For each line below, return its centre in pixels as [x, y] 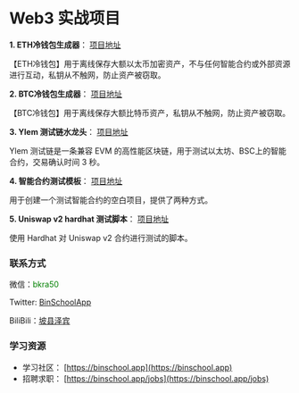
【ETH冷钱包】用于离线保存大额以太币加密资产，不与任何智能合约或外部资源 [150, 63]
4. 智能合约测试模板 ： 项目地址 [66, 180]
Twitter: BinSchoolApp [50, 302]
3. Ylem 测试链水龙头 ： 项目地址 [69, 131]
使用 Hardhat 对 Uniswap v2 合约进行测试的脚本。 [101, 238]
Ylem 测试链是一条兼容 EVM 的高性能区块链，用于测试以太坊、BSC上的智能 [148, 151]
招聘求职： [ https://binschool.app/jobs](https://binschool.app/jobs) [145, 378]
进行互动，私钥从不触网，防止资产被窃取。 [87, 75]
